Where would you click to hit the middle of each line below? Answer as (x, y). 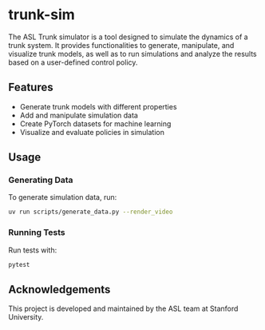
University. (26, 317)
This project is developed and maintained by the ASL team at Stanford (123, 308)
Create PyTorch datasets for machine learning (95, 123)
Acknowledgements (59, 289)
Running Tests (37, 233)
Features (31, 87)
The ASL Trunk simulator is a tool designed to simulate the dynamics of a (129, 37)
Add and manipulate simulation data (79, 115)
